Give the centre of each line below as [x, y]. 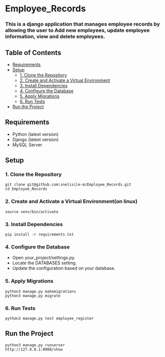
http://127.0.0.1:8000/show [34, 349]
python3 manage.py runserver [35, 345]
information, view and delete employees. [55, 37]
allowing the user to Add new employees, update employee [78, 30]
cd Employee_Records [26, 189]
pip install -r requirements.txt [40, 235]
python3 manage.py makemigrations [41, 291]
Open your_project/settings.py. [44, 258]
